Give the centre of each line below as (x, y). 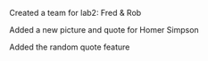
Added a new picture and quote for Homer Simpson (104, 30)
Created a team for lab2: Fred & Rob (75, 13)
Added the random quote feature (70, 47)
